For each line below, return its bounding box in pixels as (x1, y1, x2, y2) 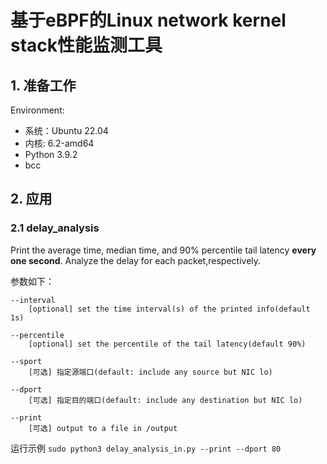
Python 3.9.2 (24, 149, 78, 160)
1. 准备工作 (10, 77, 77, 94)
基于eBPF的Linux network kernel (10, 9, 287, 32)
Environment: (10, 104, 65, 116)
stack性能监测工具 (10, 34, 163, 57)
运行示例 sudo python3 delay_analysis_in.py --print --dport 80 (10, 442, 282, 454)
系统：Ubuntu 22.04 (24, 125, 109, 136)
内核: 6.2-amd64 (24, 137, 95, 149)
